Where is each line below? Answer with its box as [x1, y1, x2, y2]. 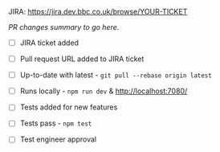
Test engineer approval [19, 134, 97, 144]
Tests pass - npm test [19, 118, 92, 128]
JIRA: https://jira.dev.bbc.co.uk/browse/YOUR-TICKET [8, 7, 188, 16]
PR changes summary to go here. [8, 23, 120, 31]
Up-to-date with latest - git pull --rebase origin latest [19, 70, 213, 80]
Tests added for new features [19, 102, 118, 112]
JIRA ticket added [19, 38, 79, 47]
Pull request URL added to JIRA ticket [19, 54, 145, 64]
